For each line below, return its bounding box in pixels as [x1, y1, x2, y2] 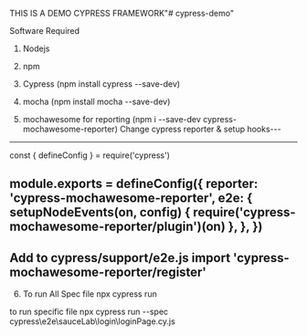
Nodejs [22, 43, 50, 54]
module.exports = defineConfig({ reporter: [9, 176, 259, 192]
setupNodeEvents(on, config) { [9, 205, 191, 220]
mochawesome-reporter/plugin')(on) [9, 219, 226, 235]
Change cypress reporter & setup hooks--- [120, 123, 281, 134]
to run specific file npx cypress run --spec [9, 306, 169, 318]
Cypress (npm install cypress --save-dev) [22, 79, 181, 89]
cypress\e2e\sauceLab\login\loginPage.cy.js [9, 316, 175, 327]
